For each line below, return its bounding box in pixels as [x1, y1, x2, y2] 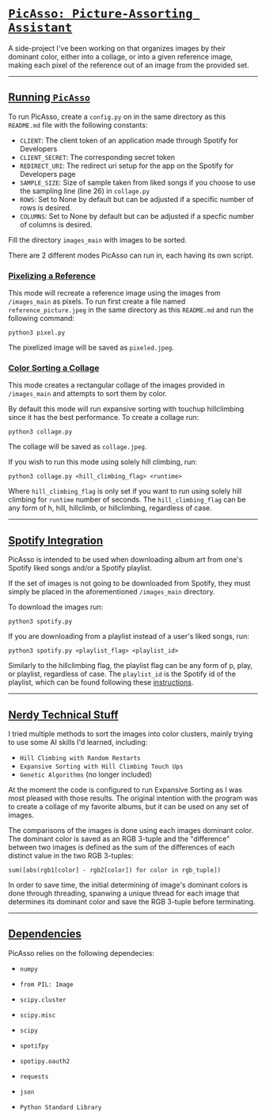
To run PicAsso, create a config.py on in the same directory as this [8, 112, 226, 121]
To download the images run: [8, 602, 104, 612]
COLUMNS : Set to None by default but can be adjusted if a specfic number [19, 211, 255, 220]
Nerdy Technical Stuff [8, 708, 119, 721]
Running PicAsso [8, 90, 91, 105]
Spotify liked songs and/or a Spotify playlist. [8, 563, 153, 573]
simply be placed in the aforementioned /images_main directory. [8, 587, 215, 597]
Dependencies [8, 927, 82, 941]
